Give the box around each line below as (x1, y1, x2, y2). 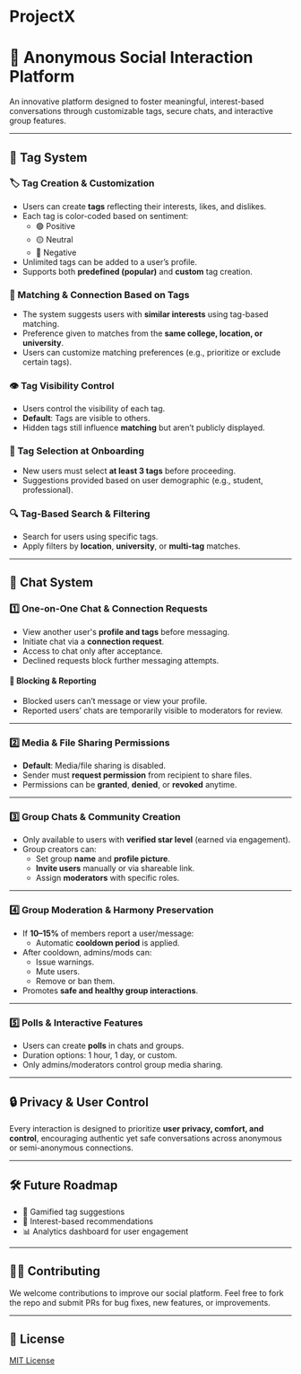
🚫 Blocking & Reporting (9, 675, 97, 686)
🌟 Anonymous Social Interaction (9, 48, 254, 68)
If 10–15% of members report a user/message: (21, 928, 194, 938)
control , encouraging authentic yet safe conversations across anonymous (9, 1132, 282, 1143)
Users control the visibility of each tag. (21, 403, 166, 414)
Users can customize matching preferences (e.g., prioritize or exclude (21, 348, 281, 358)
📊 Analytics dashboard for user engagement (21, 1226, 189, 1237)
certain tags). (21, 357, 73, 367)
